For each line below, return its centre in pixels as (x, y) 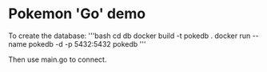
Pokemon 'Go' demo (77, 14)
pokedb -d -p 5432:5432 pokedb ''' (87, 44)
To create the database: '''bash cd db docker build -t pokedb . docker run (130, 36)
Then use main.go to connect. (58, 59)
